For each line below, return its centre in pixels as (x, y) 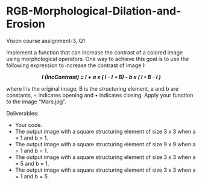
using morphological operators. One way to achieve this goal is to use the (98, 59)
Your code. (29, 125)
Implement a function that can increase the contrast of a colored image (94, 52)
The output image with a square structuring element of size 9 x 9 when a (105, 144)
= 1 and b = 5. (32, 176)
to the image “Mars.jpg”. (36, 102)
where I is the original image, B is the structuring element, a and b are (93, 88)
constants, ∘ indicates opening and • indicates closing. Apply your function (100, 95)
